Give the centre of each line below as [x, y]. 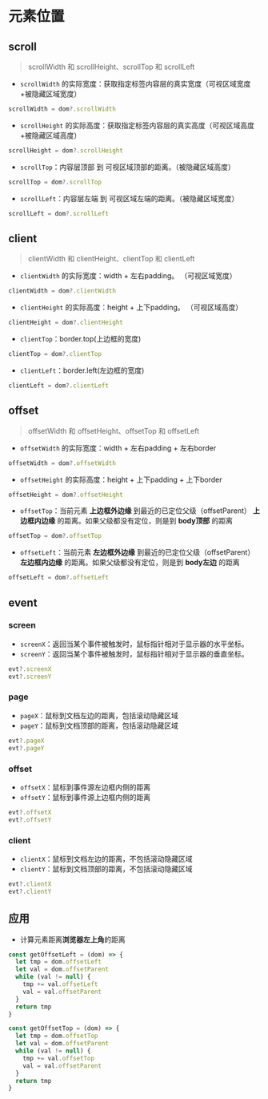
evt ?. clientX [30, 884]
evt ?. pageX [26, 741]
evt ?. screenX [30, 669]
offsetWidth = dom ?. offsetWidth [62, 463]
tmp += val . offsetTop [58, 1058]
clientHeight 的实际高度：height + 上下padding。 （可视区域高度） [131, 307]
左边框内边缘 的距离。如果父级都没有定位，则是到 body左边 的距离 [130, 563]
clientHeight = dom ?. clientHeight [66, 323]
